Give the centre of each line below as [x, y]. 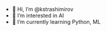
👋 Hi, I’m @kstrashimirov [43, 9]
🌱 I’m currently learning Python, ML [56, 22]
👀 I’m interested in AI [38, 15]
